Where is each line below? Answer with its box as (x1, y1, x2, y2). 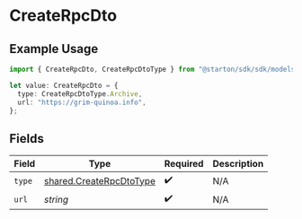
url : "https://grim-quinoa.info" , (17, 98, 147, 107)
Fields (9, 131, 45, 146)
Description (212, 158, 264, 171)
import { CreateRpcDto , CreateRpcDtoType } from (9, 65, 195, 74)
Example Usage (9, 41, 99, 57)
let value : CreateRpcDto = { (9, 81, 119, 90)
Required (164, 158, 204, 171)
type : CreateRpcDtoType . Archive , (17, 89, 143, 99)
